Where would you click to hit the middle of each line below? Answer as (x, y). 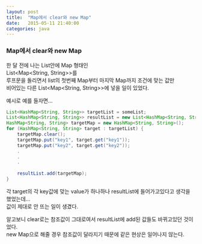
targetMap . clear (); (41, 134)
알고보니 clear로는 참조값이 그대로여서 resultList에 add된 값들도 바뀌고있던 (94, 219)
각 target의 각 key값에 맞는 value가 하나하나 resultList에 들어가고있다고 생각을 (98, 191)
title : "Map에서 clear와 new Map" (49, 17)
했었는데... (18, 199)
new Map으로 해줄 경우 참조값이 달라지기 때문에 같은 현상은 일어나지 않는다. (95, 234)
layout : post (23, 12)
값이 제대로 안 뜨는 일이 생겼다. (42, 206)
